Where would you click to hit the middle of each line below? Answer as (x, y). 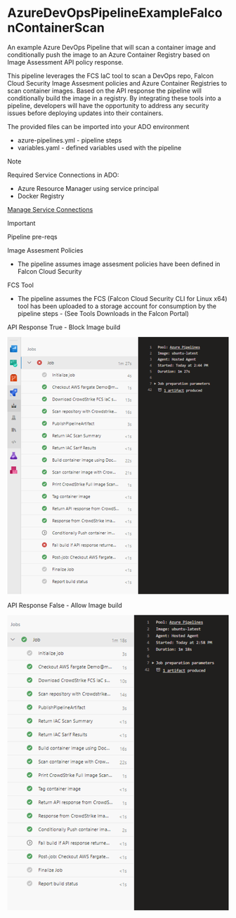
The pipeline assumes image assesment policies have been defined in (119, 264)
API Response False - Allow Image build (65, 606)
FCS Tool (20, 285)
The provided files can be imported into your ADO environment (98, 126)
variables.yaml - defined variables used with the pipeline (99, 147)
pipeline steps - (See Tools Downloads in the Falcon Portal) (103, 313)
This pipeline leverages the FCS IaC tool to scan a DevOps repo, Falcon (111, 76)
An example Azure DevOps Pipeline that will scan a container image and (112, 47)
